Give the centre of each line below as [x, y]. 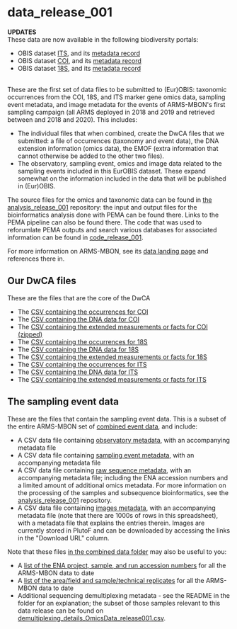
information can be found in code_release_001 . [75, 237]
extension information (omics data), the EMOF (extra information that [118, 148]
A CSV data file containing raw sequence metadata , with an [104, 470]
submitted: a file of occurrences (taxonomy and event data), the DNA [118, 141]
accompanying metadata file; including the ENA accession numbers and [123, 477]
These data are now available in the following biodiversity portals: [103, 39]
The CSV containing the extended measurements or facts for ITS [112, 379]
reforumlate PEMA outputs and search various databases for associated [112, 229]
